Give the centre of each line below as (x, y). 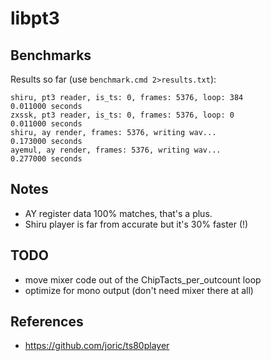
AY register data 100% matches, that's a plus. (118, 213)
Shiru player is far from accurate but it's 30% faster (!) (136, 224)
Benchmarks (51, 55)
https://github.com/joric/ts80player (97, 346)
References (47, 322)
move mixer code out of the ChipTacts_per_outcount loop (143, 279)
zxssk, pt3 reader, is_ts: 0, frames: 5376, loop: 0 (122, 115)
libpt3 (35, 18)
